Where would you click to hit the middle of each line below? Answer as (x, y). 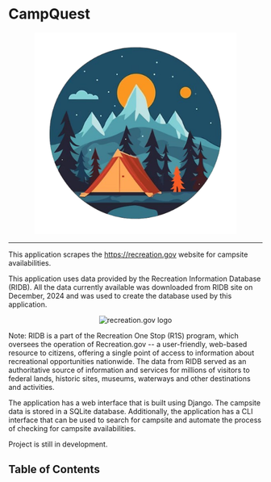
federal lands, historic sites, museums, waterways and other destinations (130, 378)
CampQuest (49, 14)
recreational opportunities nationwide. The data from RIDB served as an (127, 361)
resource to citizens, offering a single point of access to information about (131, 353)
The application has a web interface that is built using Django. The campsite (134, 402)
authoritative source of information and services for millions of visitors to (129, 370)
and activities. (31, 387)
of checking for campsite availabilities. (72, 428)
